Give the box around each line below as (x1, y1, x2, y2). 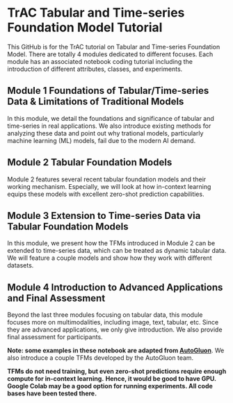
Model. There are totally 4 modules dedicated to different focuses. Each (7, 50, 214, 58)
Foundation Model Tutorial (7, 19, 163, 35)
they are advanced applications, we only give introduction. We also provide (7, 325, 223, 334)
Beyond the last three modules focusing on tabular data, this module (7, 311, 203, 319)
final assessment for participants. (7, 333, 103, 341)
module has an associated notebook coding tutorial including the (7, 57, 193, 65)
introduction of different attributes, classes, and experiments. (7, 65, 183, 73)
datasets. (7, 261, 34, 270)
